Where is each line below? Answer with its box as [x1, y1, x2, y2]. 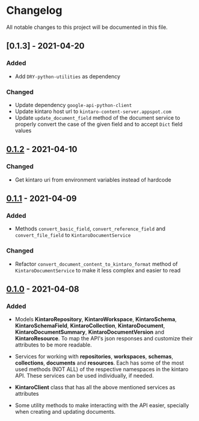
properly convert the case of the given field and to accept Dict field [14, 120, 183, 128]
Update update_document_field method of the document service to [14, 114, 180, 121]
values [14, 127, 32, 134]
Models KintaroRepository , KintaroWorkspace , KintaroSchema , [14, 316, 177, 323]
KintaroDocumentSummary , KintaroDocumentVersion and [14, 328, 164, 336]
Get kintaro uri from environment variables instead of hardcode [14, 176, 171, 183]
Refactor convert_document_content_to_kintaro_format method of [14, 260, 179, 268]
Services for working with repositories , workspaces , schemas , [14, 353, 173, 360]
